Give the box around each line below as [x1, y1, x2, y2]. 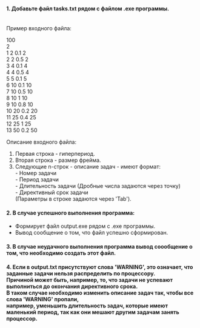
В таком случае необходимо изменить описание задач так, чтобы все [6, 289, 194, 296]
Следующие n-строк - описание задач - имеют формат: [15, 163, 161, 170]
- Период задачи [15, 176, 59, 183]
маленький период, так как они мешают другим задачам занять [6, 308, 180, 315]
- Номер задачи [15, 170, 57, 177]
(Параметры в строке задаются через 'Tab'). [15, 195, 132, 202]
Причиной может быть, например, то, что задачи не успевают [6, 276, 173, 283]
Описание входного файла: [6, 138, 77, 146]
